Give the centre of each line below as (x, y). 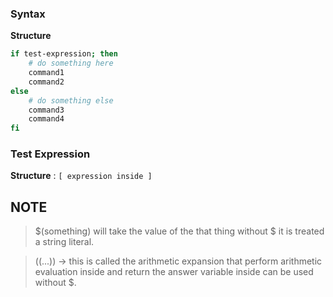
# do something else (71, 100)
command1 (46, 73)
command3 (46, 110)
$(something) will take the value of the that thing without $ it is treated (179, 231)
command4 (46, 119)
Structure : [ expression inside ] (81, 176)
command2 (46, 82)
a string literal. (64, 242)
